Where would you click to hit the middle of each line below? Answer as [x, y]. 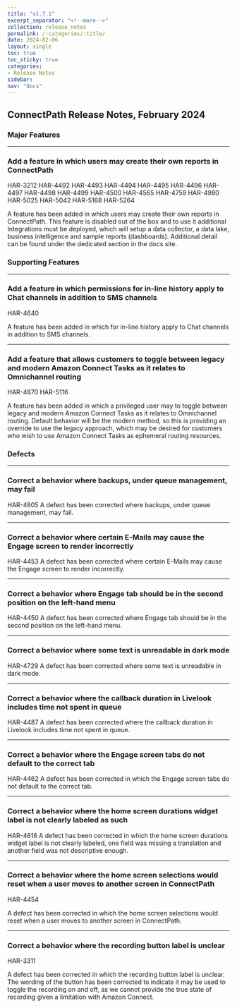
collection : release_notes [47, 27]
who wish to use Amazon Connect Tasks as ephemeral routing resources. [114, 436]
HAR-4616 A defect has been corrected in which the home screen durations [118, 835]
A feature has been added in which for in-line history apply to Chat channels [118, 327]
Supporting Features [43, 262]
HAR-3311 [22, 961]
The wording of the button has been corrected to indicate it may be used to [116, 982]
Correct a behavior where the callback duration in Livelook [110, 698]
